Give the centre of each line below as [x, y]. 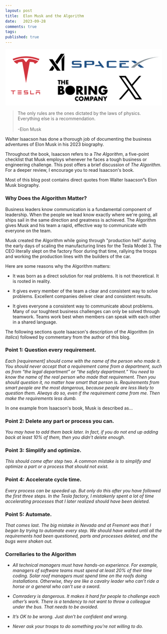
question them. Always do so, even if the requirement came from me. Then [82, 393]
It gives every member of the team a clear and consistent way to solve [85, 291]
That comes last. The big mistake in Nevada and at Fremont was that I [78, 525]
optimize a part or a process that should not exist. [57, 467]
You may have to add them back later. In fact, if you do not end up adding [82, 432]
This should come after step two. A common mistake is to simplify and [78, 461]
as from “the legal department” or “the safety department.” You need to [80, 371]
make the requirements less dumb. [41, 398]
